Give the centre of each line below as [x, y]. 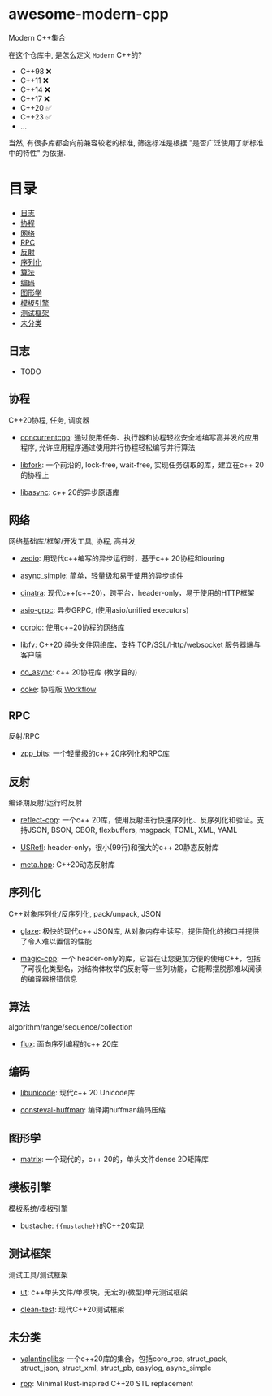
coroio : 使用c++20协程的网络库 [72, 627]
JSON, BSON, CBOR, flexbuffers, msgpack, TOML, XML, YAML [132, 830]
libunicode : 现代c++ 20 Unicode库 [78, 1093]
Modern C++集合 [37, 37]
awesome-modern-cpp [89, 14]
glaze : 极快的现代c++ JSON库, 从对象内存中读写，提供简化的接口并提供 [140, 930]
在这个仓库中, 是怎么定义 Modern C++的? [75, 54]
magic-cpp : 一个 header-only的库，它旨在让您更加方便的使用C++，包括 [140, 958]
